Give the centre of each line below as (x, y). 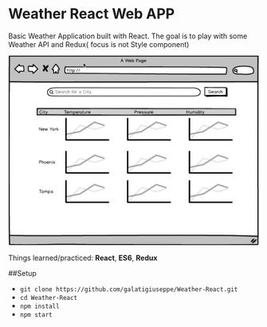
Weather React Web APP (92, 14)
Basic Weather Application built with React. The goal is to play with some (128, 36)
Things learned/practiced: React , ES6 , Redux (83, 258)
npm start (36, 315)
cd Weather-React (49, 298)
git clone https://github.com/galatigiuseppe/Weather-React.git (129, 290)
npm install (39, 307)
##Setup (23, 274)
